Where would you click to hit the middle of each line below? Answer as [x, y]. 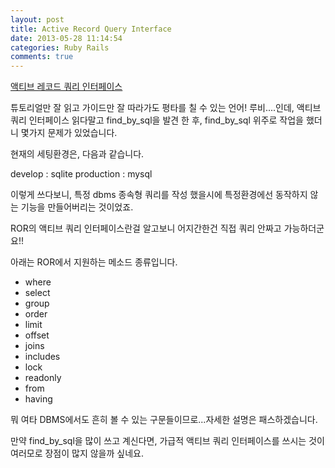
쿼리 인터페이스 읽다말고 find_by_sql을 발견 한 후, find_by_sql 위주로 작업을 [157, 120]
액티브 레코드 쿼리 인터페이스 [66, 87]
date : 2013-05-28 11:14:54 [66, 38]
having [38, 399]
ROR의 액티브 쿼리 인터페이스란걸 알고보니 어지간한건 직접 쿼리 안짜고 [146, 228]
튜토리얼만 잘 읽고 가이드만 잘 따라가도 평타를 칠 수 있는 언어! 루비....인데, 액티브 [166, 108]
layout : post [37, 19]
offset [37, 335]
